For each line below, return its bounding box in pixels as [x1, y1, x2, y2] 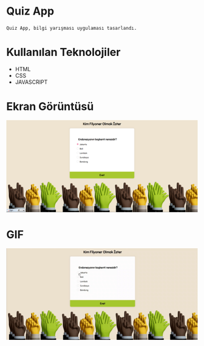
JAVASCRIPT [15, 78, 48, 86]
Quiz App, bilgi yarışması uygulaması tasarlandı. [6, 25, 137, 31]
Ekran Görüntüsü [6, 100, 94, 114]
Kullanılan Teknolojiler [6, 46, 121, 59]
